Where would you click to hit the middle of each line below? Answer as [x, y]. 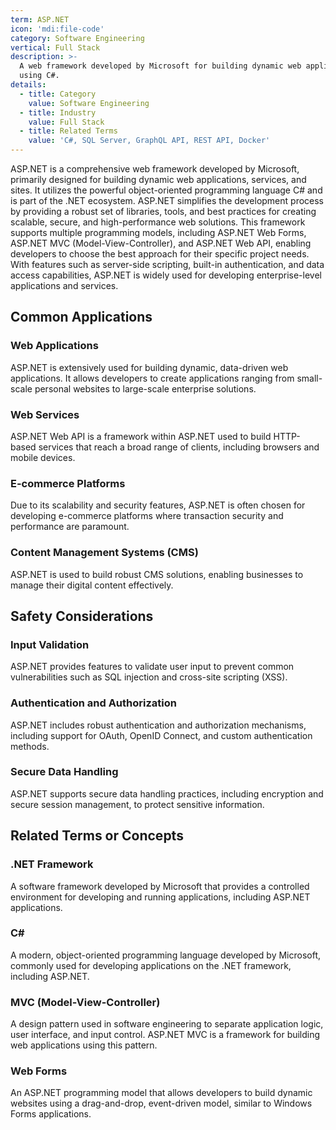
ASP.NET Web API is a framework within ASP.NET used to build [141, 436]
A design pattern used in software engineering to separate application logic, [167, 1024]
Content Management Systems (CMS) [104, 553]
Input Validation [50, 644]
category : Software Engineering [77, 38]
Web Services [45, 414]
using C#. [39, 76]
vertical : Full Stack [55, 47]
